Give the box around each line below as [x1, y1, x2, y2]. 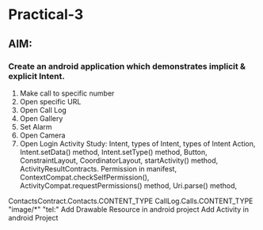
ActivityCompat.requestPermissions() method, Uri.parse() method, [19, 180, 238, 190]
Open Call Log [19, 105, 67, 115]
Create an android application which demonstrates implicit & [8, 61, 246, 72]
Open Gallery [19, 113, 63, 123]
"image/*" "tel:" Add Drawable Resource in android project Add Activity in [8, 204, 250, 214]
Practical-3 [8, 6, 84, 24]
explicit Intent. [8, 70, 66, 81]
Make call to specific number [19, 89, 115, 98]
